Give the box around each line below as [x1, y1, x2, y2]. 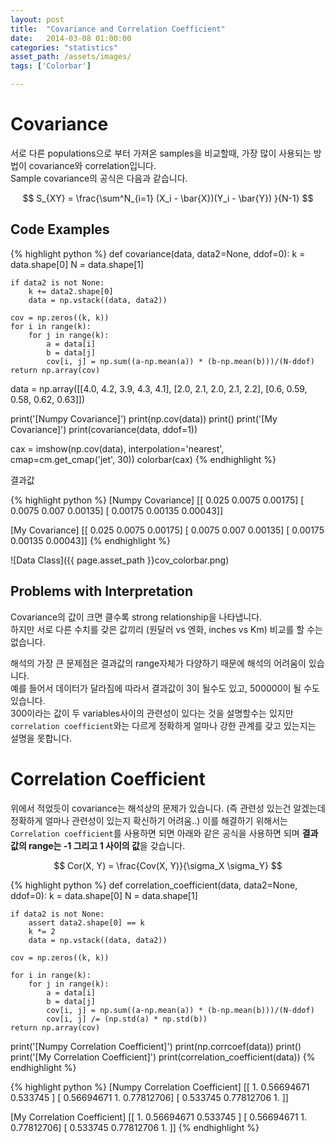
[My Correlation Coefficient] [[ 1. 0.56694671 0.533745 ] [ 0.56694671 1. [10, 1111, 308, 1123]
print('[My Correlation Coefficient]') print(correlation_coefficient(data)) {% [10, 1051, 316, 1063]
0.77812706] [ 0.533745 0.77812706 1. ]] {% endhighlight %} [10, 1121, 260, 1133]
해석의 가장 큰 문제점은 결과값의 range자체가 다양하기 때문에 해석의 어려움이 [10, 657, 307, 669]
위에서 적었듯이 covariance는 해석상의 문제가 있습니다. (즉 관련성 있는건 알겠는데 [10, 802, 326, 814]
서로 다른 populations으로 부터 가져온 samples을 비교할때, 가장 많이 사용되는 [10, 147, 312, 159]
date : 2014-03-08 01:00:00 [10, 33, 132, 43]
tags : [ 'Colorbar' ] [10, 61, 92, 71]
